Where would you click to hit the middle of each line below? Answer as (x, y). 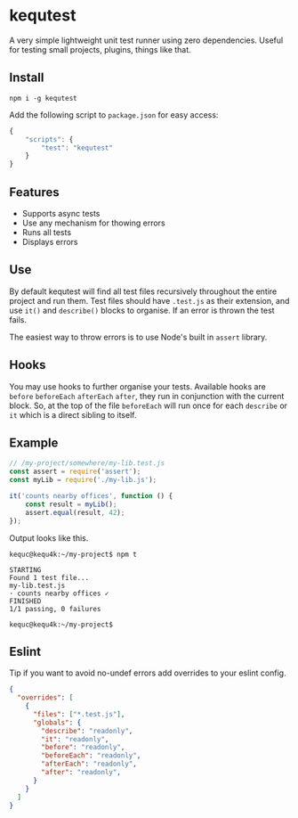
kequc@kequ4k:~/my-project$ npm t (73, 554)
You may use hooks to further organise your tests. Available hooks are (138, 386)
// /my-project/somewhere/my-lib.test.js (87, 463)
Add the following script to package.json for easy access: (114, 115)
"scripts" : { (49, 139)
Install (27, 78)
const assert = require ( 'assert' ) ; (75, 472)
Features (34, 192)
